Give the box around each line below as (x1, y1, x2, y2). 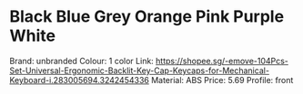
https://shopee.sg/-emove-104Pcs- (156, 55, 289, 66)
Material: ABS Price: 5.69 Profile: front (151, 74, 294, 85)
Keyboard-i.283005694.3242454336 (9, 74, 150, 85)
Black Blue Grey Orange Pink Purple (9, 6, 285, 27)
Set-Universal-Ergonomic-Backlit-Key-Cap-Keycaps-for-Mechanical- (9, 65, 270, 76)
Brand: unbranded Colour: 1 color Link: (9, 55, 155, 66)
